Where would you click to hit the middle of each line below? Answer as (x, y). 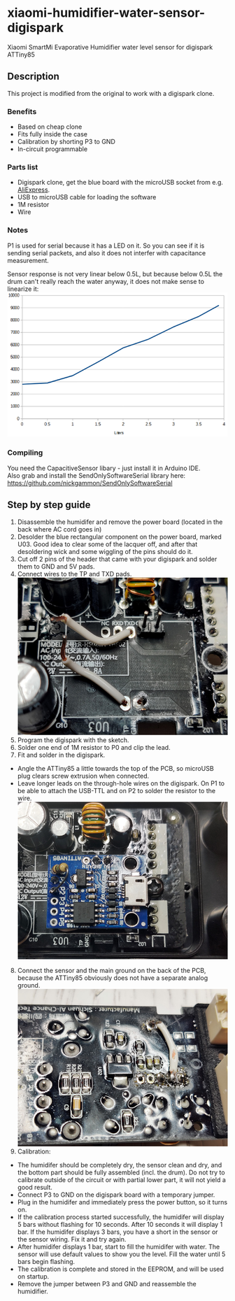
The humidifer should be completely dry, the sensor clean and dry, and (120, 1165)
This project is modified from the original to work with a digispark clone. (111, 93)
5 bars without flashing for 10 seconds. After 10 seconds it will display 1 (120, 1224)
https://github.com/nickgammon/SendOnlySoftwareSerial (90, 483)
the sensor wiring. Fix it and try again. (72, 1239)
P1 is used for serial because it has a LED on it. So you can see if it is (106, 246)
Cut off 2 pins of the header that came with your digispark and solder (117, 559)
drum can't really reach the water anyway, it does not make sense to (106, 281)
